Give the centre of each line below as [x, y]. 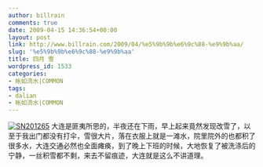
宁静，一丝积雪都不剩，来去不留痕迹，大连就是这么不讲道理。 [108, 156]
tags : [17, 88]
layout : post [29, 37]
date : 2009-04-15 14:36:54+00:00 [63, 30]
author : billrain [37, 15]
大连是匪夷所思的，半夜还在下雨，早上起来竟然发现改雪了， [148, 126]
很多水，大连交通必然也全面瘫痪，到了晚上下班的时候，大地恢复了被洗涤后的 [132, 146]
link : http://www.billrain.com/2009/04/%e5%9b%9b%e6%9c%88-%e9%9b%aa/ [126, 45]
